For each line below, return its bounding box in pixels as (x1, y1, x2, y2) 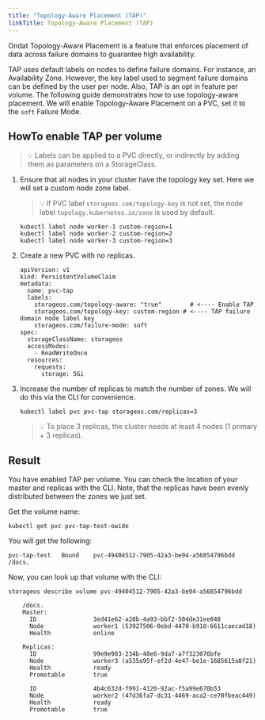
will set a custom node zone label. (19, 183, 131, 193)
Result (8, 454, 41, 467)
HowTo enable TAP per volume (8, 129, 162, 143)
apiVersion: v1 (19, 266, 70, 274)
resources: (27, 356, 63, 365)
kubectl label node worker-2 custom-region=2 (19, 230, 172, 238)
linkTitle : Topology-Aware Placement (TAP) (8, 19, 154, 27)
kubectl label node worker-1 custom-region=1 (19, 223, 172, 231)
